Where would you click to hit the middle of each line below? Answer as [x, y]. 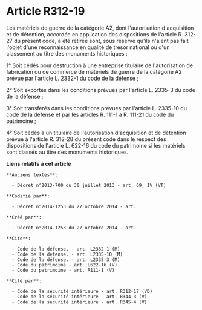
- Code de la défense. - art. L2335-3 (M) [66, 259]
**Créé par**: [24, 217]
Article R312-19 [46, 11]
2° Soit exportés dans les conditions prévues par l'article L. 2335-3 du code [101, 90]
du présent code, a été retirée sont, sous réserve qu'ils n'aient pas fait [101, 41]
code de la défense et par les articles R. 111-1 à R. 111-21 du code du [90, 114]
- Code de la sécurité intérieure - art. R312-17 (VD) [82, 291]
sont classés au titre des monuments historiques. [67, 152]
